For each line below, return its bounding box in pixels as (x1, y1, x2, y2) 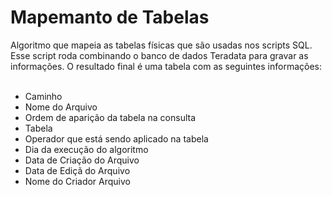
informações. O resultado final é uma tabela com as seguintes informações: (10, 60, 322, 72)
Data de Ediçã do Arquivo (24, 164, 131, 176)
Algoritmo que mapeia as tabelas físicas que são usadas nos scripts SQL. (10, 39, 313, 51)
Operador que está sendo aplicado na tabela (24, 132, 209, 145)
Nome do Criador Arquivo (24, 175, 131, 187)
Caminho (24, 90, 63, 102)
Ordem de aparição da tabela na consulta (24, 111, 197, 123)
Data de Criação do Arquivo (24, 154, 140, 166)
